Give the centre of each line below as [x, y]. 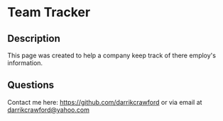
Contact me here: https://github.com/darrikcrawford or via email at [105, 102]
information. [25, 63]
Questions [31, 85]
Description [34, 39]
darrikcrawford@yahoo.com [49, 110]
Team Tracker [49, 12]
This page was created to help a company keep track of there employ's [112, 55]
